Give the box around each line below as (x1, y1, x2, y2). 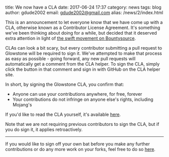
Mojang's (12, 102, 32, 107)
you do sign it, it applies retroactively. (5, 126, 83, 132)
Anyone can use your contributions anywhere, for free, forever (12, 91, 142, 97)
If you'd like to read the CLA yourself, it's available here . (5, 111, 121, 117)
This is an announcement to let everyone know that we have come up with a (5, 20, 163, 25)
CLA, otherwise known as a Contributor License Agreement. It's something (5, 25, 160, 31)
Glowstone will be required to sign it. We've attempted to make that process (5, 50, 162, 56)
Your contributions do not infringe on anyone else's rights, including (12, 96, 153, 102)
